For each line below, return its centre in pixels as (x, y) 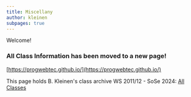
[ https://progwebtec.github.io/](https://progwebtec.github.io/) (84, 69)
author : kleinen (27, 18)
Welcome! (19, 41)
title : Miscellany (30, 12)
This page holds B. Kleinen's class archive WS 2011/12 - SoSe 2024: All (95, 81)
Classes (16, 87)
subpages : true (26, 23)
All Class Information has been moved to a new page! (86, 56)
